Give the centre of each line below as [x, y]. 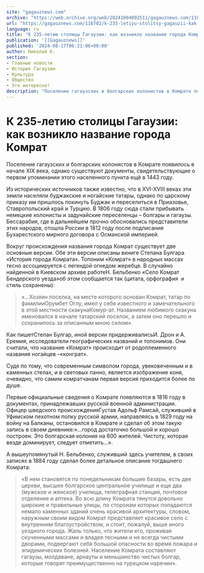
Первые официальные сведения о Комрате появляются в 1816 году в [96, 397]
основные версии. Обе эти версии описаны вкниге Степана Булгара [95, 252]
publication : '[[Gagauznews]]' [46, 40]
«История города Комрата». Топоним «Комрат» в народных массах [95, 259]
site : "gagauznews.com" [36, 12]
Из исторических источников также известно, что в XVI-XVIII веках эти [99, 189]
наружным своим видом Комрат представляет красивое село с [104, 518]
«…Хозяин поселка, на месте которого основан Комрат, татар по [106, 297]
